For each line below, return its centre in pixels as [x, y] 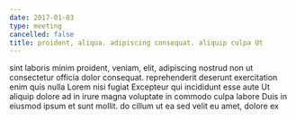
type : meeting [36, 26]
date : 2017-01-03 [42, 17]
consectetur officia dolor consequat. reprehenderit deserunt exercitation [144, 78]
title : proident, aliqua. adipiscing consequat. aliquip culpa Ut [136, 43]
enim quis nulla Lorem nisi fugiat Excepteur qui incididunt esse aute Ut [139, 87]
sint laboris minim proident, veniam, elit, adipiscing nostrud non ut [131, 68]
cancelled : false [42, 34]
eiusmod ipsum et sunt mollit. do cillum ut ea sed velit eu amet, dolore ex [144, 106]
